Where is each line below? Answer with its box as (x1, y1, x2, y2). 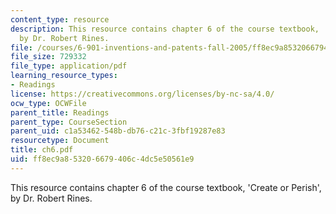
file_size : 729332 (10, 52, 87, 62)
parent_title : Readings (10, 107, 110, 118)
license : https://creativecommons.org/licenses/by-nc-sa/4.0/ (10, 89, 275, 99)
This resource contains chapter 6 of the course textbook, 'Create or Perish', (10, 181, 322, 193)
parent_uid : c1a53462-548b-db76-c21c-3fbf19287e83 (10, 126, 226, 136)
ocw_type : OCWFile (10, 98, 87, 108)
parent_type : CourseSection (10, 117, 128, 127)
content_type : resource (10, 14, 110, 25)
